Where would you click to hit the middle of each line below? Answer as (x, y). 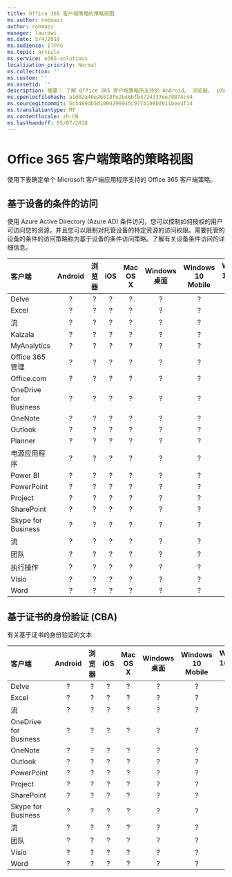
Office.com (29, 379)
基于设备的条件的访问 (52, 204)
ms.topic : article (33, 53)
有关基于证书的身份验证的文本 (49, 635)
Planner (23, 441)
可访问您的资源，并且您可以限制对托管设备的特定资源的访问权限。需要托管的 (116, 230)
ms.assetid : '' (29, 84)
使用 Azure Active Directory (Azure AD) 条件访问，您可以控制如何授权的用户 (115, 221)
